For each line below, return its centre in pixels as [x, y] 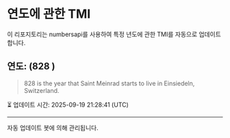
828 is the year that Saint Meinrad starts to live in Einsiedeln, [109, 83]
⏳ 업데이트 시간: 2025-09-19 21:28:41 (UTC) [68, 105]
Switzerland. [41, 90]
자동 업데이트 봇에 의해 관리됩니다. [53, 128]
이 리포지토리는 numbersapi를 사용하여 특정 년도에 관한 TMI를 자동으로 [102, 34]
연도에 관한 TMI [49, 14]
